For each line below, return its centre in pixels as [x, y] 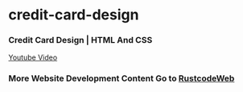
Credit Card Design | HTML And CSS [80, 40]
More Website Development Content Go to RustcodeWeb [121, 78]
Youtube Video [33, 57]
